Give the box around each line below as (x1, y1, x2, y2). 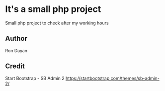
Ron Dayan (5, 47, 28, 53)
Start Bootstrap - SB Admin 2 (5, 75, 65, 81)
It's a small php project (5, 3, 101, 15)
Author (5, 34, 27, 43)
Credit (5, 62, 25, 71)
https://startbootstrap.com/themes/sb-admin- (65, 75, 160, 81)
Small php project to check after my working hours (5, 20, 109, 26)
